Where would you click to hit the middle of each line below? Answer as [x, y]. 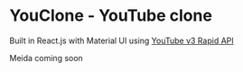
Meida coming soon [46, 58]
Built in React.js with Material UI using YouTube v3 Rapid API [121, 40]
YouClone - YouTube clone [111, 16]
